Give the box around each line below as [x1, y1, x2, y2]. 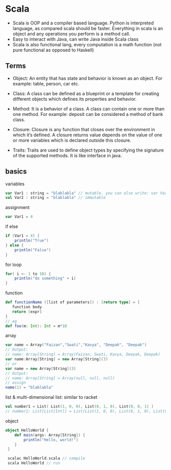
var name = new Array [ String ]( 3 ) [5, 366, 76, 371]
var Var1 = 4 [5, 214, 33, 219]
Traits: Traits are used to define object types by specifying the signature [12, 147, 164, 153]
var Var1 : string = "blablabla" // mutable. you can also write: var [5, 190, 158, 196]
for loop [5, 261, 22, 268]
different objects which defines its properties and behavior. [12, 96, 137, 102]
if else [5, 223, 18, 229]
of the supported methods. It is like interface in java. [12, 152, 122, 158]
